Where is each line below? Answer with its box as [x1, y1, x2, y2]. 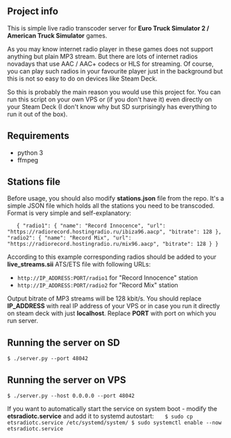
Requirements [7, 130, 69, 142]
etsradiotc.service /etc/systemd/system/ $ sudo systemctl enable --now [7, 419, 222, 426]
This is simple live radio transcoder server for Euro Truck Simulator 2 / [7, 24, 209, 32]
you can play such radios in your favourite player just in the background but [7, 67, 223, 75]
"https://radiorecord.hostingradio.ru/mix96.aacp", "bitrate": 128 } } [7, 241, 219, 248]
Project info [7, 6, 59, 17]
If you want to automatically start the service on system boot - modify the [7, 405, 217, 413]
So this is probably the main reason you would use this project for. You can [7, 87, 221, 96]
